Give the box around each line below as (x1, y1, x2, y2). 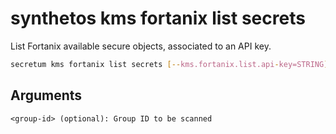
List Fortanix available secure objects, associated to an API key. (10, 40, 272, 52)
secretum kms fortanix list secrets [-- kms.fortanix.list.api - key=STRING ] (10, 59, 329, 69)
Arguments (10, 87, 83, 104)
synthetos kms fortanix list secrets (10, 7, 306, 30)
